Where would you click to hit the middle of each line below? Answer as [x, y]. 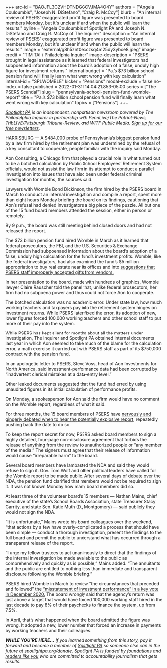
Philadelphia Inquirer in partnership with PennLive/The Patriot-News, [76, 118]
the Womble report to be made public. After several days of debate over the [83, 476]
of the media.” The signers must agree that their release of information [78, 450]
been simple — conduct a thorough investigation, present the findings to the [84, 532]
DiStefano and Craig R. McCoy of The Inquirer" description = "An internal [81, 34]
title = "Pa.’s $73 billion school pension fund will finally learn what [88, 97]
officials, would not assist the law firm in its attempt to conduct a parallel [80, 169]
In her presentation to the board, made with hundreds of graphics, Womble [82, 282]
